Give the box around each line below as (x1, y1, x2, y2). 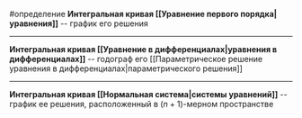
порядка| (240, 9, 278, 19)
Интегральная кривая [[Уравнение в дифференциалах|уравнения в (9, 44, 278, 54)
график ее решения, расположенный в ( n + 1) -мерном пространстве (9, 99, 274, 109)
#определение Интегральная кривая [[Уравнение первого (9, 9, 239, 19)
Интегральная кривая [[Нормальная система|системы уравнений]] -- (9, 89, 288, 99)
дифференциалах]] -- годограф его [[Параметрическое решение (9, 54, 263, 64)
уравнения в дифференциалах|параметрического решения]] (9, 63, 243, 74)
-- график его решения (59, 18, 148, 29)
